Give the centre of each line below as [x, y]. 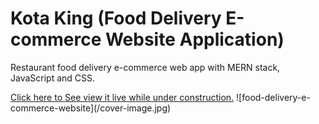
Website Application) [194, 39]
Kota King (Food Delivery [116, 18]
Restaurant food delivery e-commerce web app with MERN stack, [145, 67]
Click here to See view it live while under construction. [122, 97]
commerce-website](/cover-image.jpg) [91, 108]
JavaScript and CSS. [53, 78]
